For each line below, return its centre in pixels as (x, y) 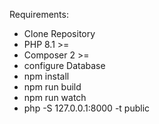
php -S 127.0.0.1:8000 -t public (87, 108)
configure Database (64, 65)
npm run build (52, 87)
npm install (46, 76)
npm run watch (55, 97)
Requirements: (39, 14)
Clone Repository (59, 33)
